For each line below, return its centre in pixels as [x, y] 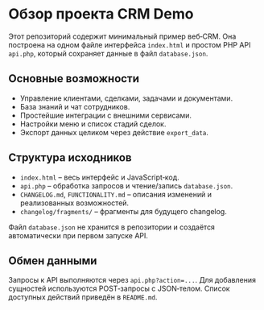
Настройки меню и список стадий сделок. [93, 124]
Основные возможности [74, 79]
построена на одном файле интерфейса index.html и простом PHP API [130, 44]
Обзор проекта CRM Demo [101, 14]
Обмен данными [53, 260]
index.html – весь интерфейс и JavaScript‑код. [99, 177]
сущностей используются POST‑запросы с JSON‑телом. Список [120, 289]
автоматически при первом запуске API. [78, 235]
